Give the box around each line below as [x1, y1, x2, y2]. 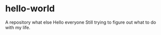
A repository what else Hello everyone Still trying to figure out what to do [5, 19, 156, 25]
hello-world [5, 3, 55, 14]
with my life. [5, 24, 31, 30]
